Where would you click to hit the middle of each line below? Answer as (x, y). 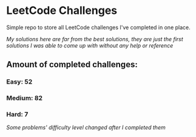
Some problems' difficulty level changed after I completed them (86, 127)
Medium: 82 (25, 98)
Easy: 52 (19, 82)
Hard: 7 (17, 115)
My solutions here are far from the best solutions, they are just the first (95, 39)
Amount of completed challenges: (72, 65)
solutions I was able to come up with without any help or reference (90, 45)
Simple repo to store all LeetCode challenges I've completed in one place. (98, 27)
